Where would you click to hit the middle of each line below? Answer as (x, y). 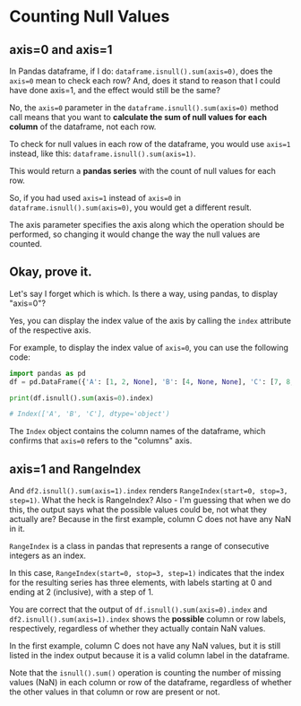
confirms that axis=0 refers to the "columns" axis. (101, 440)
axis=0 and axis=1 (61, 50)
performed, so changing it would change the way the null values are (135, 234)
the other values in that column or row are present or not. (115, 692)
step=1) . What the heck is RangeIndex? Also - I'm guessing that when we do (150, 501)
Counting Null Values (90, 17)
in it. (17, 529)
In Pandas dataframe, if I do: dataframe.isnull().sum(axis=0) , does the (141, 71)
